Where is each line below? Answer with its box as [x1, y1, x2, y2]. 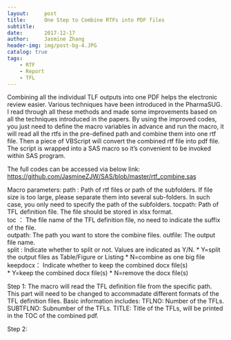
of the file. [7, 223, 37, 232]
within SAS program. [7, 152, 66, 160]
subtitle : [7, 23, 36, 30]
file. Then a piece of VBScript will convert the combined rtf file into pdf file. [7, 137, 221, 146]
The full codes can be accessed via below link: [7, 165, 140, 173]
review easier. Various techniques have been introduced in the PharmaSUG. [7, 101, 223, 109]
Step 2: [7, 325, 28, 333]
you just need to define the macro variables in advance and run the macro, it [7, 122, 224, 131]
